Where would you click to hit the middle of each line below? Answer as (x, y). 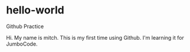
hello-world (35, 10)
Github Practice (25, 26)
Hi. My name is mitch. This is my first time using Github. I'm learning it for (95, 37)
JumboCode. (22, 44)
